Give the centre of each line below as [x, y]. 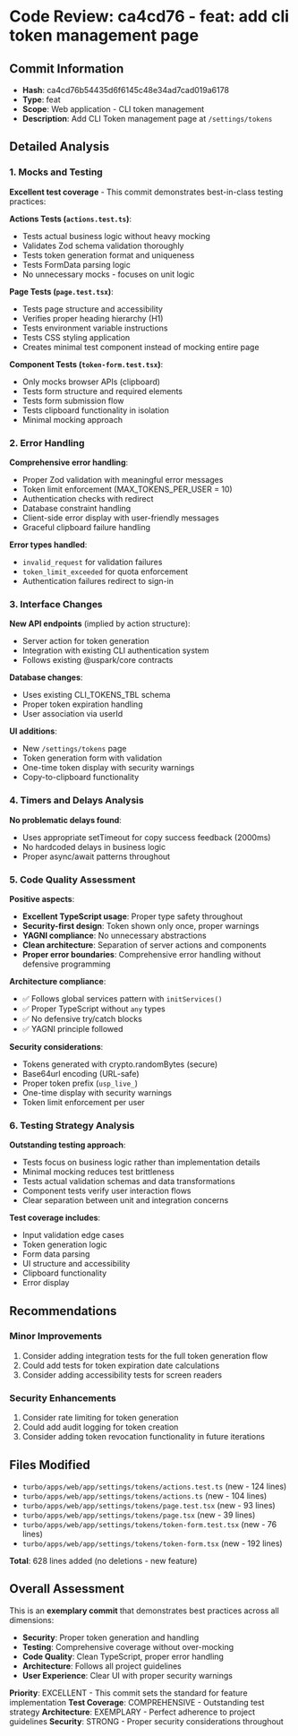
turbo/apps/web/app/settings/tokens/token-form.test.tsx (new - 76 [149, 1524]
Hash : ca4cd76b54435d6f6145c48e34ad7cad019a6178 [126, 90]
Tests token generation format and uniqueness [108, 255]
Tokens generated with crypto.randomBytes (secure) [120, 1064]
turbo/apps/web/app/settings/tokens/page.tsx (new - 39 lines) [139, 1515]
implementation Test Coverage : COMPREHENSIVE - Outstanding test [137, 1702]
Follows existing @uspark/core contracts [98, 660]
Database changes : [46, 677]
